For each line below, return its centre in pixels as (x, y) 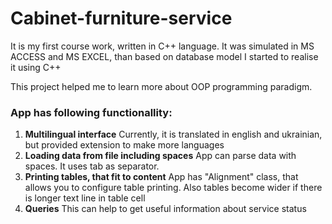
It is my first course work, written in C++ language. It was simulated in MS (162, 46)
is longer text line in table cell (85, 198)
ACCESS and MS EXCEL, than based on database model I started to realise (164, 56)
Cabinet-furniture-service (121, 18)
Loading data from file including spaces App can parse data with (160, 156)
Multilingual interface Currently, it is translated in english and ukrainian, (173, 134)
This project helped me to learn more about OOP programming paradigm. (161, 86)
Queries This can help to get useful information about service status (165, 209)
